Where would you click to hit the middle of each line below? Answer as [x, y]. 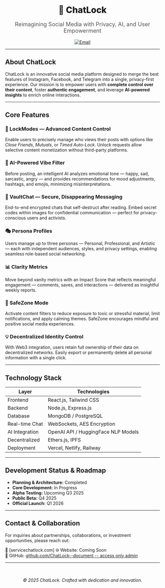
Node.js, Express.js [69, 408]
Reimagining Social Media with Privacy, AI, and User [82, 24]
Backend [18, 408]
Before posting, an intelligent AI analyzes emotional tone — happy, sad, [77, 174]
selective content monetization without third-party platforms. [67, 150]
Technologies [93, 392]
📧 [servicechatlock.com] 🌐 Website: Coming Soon [56, 550]
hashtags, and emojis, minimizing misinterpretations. [58, 184]
